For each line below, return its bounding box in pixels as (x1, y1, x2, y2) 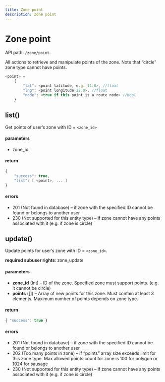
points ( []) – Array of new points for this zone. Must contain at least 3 (12, 290, 154, 296)
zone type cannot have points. (5, 64, 67, 70)
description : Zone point (5, 12, 56, 17)
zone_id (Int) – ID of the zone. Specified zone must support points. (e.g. (12, 280, 159, 286)
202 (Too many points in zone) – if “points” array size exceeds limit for (12, 350, 156, 356)
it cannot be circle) (12, 285, 51, 291)
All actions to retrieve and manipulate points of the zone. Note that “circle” (5, 59, 157, 65)
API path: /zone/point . (5, 50, 51, 56)
